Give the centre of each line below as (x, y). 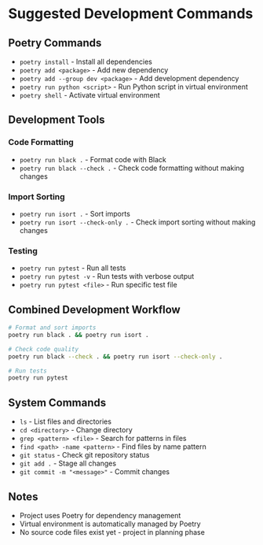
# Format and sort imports (52, 328)
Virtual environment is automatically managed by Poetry (110, 524)
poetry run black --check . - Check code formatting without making (132, 168)
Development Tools (57, 120)
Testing (23, 250)
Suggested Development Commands (131, 14)
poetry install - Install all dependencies (86, 61)
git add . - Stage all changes (68, 463)
